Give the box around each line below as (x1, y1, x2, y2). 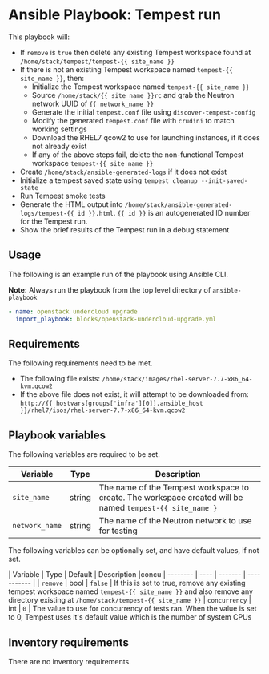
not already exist (31, 141, 87, 151)
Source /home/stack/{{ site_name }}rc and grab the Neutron (31, 90, 235, 99)
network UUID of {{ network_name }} (31, 99, 155, 108)
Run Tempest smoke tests (19, 191, 106, 200)
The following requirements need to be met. (8, 358, 153, 368)
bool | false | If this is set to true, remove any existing (69, 579, 246, 588)
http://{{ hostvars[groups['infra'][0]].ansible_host (19, 399, 203, 408)
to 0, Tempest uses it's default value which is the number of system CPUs (8, 612, 252, 622)
